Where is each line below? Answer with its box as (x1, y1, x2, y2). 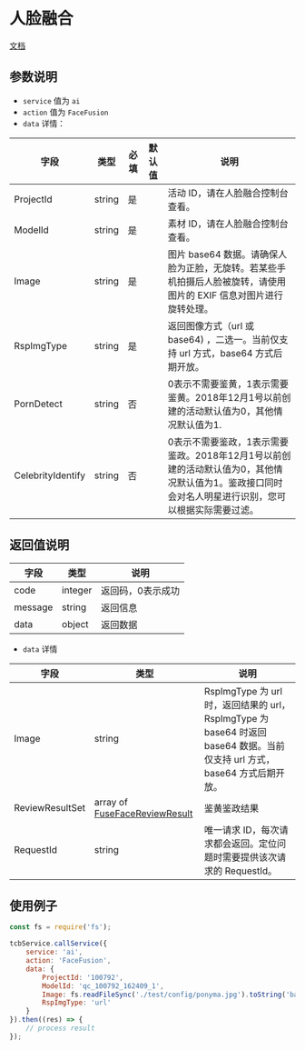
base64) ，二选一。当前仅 (167, 333, 280, 345)
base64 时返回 (203, 725, 267, 738)
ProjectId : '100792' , (42, 973, 124, 982)
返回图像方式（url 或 (167, 319, 254, 332)
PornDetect (14, 397, 64, 410)
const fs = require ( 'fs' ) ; (9, 923, 112, 932)
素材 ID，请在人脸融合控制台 (167, 217, 289, 230)
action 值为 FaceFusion (22, 106, 109, 117)
